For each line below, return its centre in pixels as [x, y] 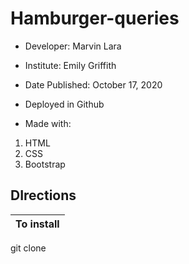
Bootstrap [45, 164]
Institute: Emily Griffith [70, 65]
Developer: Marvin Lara [73, 46]
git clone [28, 248]
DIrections [43, 195]
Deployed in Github [64, 104]
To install [37, 224]
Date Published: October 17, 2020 [93, 84]
